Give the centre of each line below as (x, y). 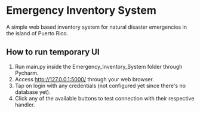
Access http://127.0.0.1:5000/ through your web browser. (84, 79)
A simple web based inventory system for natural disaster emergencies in (96, 27)
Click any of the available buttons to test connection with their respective (104, 98)
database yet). (33, 92)
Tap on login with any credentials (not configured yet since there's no (100, 85)
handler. (25, 105)
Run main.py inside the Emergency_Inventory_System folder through (99, 66)
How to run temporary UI (53, 52)
